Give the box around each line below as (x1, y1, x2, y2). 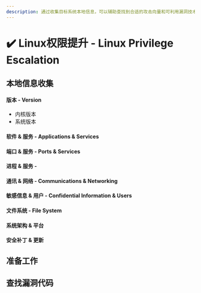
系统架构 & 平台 (6, 222, 44, 229)
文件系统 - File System (6, 207, 62, 214)
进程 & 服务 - (6, 163, 37, 170)
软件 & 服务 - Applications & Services (6, 133, 99, 140)
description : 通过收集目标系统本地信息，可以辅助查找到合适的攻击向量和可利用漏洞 (6, 8, 188, 15)
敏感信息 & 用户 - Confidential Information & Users (6, 192, 132, 199)
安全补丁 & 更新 (6, 237, 44, 244)
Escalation (6, 53, 60, 66)
